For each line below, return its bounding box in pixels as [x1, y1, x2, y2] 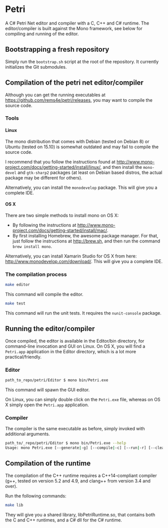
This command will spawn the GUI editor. [5, 387, 90, 393]
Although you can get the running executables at [5, 92, 106, 98]
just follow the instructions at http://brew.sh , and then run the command [12, 238, 160, 244]
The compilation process [5, 271, 67, 278]
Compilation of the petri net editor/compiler [5, 79, 144, 87]
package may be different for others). [5, 174, 82, 181]
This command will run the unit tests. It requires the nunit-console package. [5, 310, 161, 316]
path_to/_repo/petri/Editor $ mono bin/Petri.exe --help [5, 441, 126, 446]
